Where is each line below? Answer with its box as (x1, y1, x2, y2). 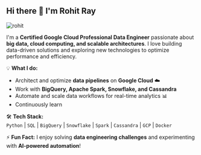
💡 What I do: (6, 64, 38, 71)
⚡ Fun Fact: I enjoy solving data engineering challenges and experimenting (6, 133, 195, 141)
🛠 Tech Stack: (6, 112, 44, 120)
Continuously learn (14, 100, 62, 108)
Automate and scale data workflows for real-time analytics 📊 (14, 92, 168, 99)
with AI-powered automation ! (6, 142, 81, 149)
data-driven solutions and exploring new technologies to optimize (6, 46, 170, 53)
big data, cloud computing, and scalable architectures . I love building (6, 40, 182, 47)
